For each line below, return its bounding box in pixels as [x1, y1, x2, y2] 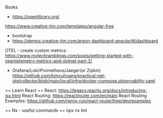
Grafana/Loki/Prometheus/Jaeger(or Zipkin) [12, 67, 101, 73]
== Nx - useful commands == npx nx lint [5, 108, 87, 113]
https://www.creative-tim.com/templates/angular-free [5, 23, 114, 29]
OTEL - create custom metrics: [5, 48, 67, 53]
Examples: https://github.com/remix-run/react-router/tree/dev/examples [5, 98, 151, 104]
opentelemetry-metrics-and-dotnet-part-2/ [5, 58, 92, 63]
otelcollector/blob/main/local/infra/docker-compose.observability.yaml [12, 78, 156, 84]
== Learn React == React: [5, 88, 57, 93]
